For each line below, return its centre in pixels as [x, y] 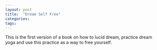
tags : [11, 23]
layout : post [19, 10]
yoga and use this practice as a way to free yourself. [59, 43]
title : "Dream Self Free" [33, 14]
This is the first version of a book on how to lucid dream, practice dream [79, 37]
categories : [17, 19]
